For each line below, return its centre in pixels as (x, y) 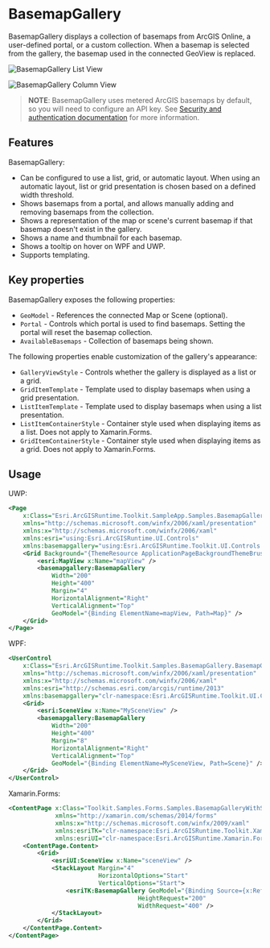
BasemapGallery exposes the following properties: (92, 300)
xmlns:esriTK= (79, 830)
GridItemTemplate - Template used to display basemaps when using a (135, 389)
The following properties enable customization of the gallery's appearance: (133, 356)
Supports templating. (55, 255)
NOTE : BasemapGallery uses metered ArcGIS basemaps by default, (140, 100)
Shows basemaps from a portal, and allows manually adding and (127, 203)
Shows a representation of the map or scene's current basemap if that (136, 220)
